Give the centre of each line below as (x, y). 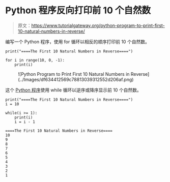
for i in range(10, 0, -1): (35, 60)
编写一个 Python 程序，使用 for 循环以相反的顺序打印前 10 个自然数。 (78, 42)
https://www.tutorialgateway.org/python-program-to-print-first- (98, 25)
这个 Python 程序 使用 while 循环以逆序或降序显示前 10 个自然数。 (73, 90)
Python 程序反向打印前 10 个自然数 (78, 10)
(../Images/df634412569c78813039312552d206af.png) (76, 79)
